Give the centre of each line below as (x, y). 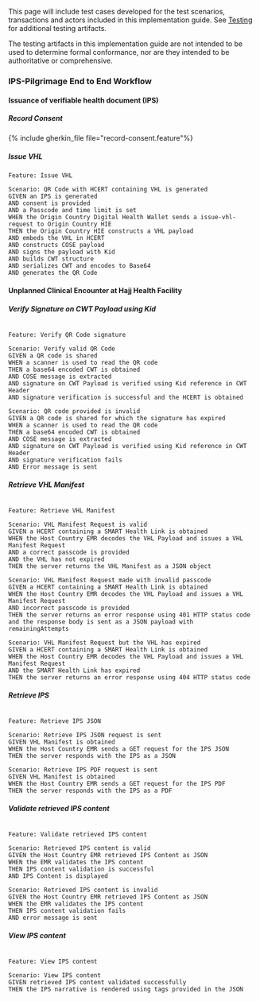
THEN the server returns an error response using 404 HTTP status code (129, 677)
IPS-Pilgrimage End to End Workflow (80, 81)
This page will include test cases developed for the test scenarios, (116, 12)
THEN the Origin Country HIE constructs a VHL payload (101, 231)
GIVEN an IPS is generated (53, 197)
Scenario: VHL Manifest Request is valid (78, 524)
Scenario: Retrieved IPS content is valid (80, 848)
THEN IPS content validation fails (67, 910)
